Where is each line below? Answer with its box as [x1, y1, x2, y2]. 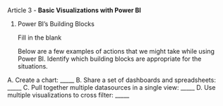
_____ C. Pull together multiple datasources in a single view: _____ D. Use [7, 83, 216, 91]
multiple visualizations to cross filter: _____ [7, 91, 130, 99]
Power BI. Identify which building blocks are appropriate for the [17, 54, 202, 63]
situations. [17, 62, 48, 70]
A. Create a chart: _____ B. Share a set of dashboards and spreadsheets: [7, 76, 217, 84]
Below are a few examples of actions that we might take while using [17, 47, 215, 55]
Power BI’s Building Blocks [17, 20, 95, 28]
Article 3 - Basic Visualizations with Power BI [7, 6, 141, 14]
